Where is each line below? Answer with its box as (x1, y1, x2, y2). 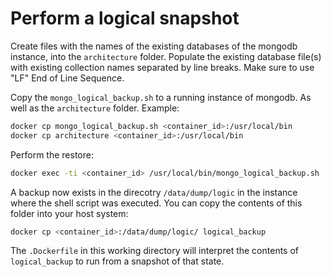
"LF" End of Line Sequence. (10, 72, 125, 84)
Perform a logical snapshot (10, 7, 240, 30)
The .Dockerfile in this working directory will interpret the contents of (10, 245, 299, 257)
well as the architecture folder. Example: (10, 102, 180, 114)
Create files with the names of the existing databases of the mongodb (10, 40, 298, 52)
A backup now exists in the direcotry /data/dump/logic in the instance (10, 186, 298, 198)
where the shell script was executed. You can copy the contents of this (10, 197, 303, 209)
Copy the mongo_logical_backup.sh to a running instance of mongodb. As (10, 91, 312, 103)
